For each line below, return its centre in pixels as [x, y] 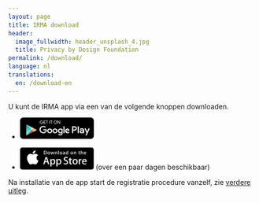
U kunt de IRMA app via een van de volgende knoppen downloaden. [119, 106]
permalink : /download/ [45, 58]
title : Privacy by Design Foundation [77, 50]
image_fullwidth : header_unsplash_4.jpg [82, 42]
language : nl [30, 67]
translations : [31, 75]
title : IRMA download [44, 25]
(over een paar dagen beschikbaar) [153, 167]
